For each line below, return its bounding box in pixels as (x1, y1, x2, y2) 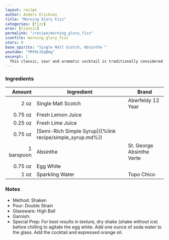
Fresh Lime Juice (36, 119, 77, 126)
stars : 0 (5, 40, 24, 45)
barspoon (9, 151, 32, 158)
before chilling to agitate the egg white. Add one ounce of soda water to (12, 224, 162, 230)
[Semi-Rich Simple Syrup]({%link (36, 128, 116, 135)
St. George (128, 142, 153, 149)
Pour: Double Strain (12, 202, 53, 208)
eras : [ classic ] (5, 26, 39, 31)
